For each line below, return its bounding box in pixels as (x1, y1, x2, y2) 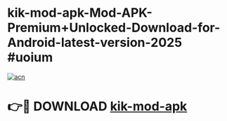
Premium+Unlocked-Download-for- (7, 20, 221, 36)
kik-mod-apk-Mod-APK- (7, 5, 153, 21)
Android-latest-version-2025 (7, 35, 183, 50)
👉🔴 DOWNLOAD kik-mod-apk (7, 99, 188, 115)
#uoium (7, 50, 53, 66)
